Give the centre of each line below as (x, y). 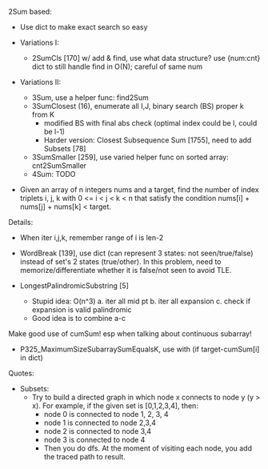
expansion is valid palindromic (82, 310)
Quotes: (21, 373)
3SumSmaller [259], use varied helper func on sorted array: (130, 157)
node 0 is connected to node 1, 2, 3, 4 (106, 414)
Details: (21, 222)
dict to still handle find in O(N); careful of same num (117, 66)
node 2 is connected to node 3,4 (98, 431)
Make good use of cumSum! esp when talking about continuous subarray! (130, 334)
